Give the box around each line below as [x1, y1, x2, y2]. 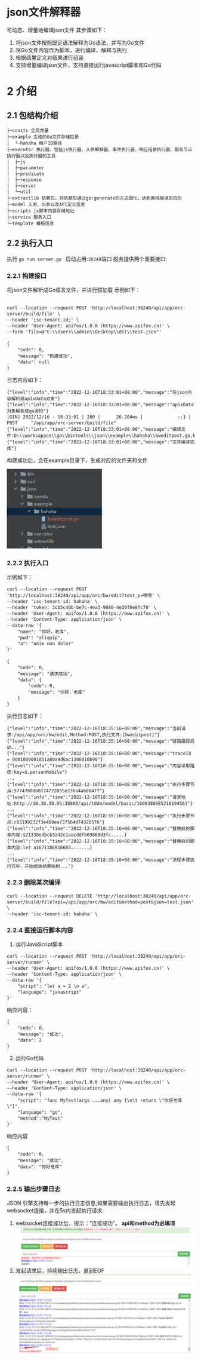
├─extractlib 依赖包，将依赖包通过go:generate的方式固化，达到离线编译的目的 [7, 195, 183, 201]
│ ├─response [7, 177, 42, 183]
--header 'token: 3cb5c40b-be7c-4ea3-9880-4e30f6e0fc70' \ [7, 605, 157, 611]
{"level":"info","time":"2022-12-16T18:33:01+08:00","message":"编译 [7, 427, 181, 433]
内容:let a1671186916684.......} [11, 845, 92, 851]
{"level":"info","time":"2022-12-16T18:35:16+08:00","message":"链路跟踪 [7, 739, 190, 745]
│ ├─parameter [7, 165, 45, 171]
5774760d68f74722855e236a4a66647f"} [14, 788, 105, 794]
